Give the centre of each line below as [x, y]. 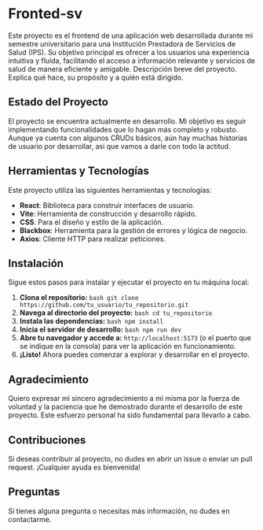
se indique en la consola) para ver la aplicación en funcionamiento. [128, 347]
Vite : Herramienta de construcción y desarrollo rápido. [108, 213]
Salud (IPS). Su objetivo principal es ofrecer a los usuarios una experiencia [129, 52]
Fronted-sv [46, 14]
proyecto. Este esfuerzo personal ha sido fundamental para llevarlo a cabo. [130, 415]
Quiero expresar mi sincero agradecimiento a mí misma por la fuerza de [124, 398]
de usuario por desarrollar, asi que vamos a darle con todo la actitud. [119, 146]
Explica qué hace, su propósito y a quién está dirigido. [96, 77]
